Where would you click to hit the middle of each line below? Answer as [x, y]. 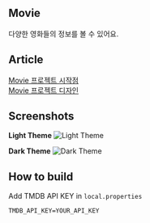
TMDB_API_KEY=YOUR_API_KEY [54, 211]
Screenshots [41, 116]
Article [26, 60]
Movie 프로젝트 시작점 [44, 80]
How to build [41, 177]
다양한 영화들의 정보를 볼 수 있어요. [64, 34]
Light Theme [30, 136]
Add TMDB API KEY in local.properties [75, 196]
